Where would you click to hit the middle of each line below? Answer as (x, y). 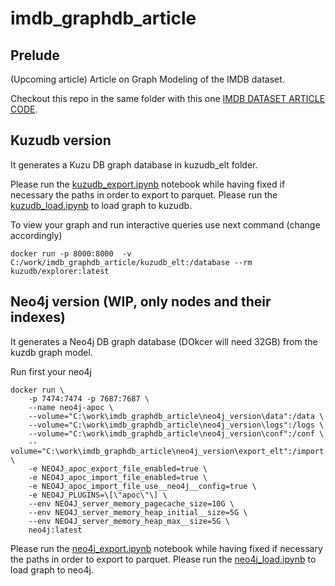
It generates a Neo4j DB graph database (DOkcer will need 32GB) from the (164, 341)
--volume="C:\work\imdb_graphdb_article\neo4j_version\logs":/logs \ (176, 425)
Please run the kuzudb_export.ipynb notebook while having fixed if (148, 184)
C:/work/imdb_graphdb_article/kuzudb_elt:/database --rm (131, 262)
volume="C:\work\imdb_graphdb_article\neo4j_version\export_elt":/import (167, 451)
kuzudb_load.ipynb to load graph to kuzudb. (101, 205)
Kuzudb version (61, 140)
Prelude (35, 55)
